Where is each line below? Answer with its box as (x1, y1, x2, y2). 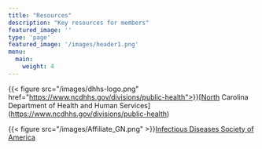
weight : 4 (22, 63, 55, 71)
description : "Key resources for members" (8, 19, 149, 27)
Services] (119, 100, 151, 110)
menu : (8, 48, 26, 56)
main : (15, 56, 34, 64)
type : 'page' (8, 33, 51, 42)
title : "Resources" (8, 11, 72, 20)
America (8, 133, 35, 142)
